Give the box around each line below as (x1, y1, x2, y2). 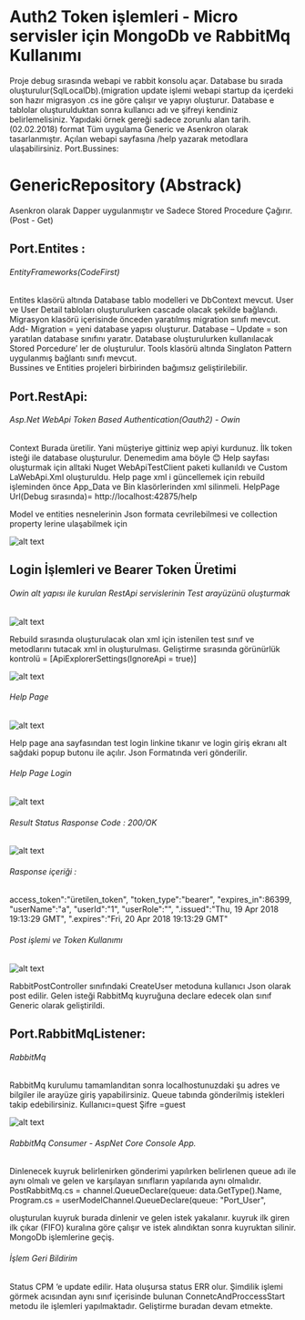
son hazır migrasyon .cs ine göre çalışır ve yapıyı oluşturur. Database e (9, 94, 275, 106)
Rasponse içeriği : (9, 865, 77, 876)
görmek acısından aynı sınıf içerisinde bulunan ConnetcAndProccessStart (9, 1291, 285, 1302)
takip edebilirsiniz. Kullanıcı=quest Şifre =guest (9, 1100, 187, 1110)
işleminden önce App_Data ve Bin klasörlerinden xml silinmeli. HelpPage (9, 481, 280, 493)
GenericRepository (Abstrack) (9, 175, 243, 196)
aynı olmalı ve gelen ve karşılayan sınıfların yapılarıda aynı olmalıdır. (9, 1175, 262, 1186)
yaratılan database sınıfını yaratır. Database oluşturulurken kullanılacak (9, 333, 274, 344)
